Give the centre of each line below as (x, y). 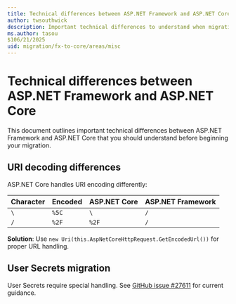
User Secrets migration (59, 269)
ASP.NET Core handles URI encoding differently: (77, 184)
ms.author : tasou (33, 33)
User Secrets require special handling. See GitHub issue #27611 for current (115, 285)
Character (28, 201)
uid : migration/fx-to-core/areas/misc (64, 46)
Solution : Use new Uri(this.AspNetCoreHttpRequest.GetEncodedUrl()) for (113, 239)
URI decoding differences (64, 167)
